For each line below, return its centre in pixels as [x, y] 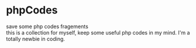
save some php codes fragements [47, 26]
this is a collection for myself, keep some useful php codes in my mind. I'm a [98, 32]
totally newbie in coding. [36, 39]
